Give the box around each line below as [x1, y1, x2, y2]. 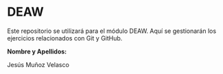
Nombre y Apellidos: [7, 47, 67, 56]
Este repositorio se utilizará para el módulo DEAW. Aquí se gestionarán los [7, 27, 217, 35]
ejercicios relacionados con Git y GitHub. [7, 34, 123, 42]
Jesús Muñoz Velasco [7, 60, 70, 69]
